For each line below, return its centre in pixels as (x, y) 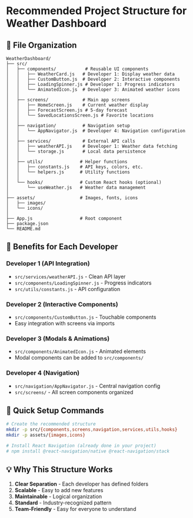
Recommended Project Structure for (96, 11)
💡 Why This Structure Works (59, 470)
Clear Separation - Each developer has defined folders (81, 484)
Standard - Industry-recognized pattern (63, 503)
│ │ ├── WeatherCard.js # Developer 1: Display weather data (91, 74)
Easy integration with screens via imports (64, 323)
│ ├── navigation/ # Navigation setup (68, 126)
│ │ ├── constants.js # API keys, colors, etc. (75, 167)
